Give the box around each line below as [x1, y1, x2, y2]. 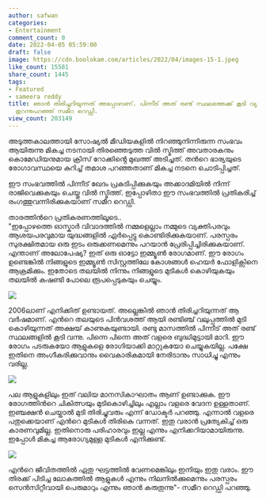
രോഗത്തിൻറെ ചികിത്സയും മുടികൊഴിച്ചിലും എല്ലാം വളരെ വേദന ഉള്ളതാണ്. [8, 398, 251, 408]
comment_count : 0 [8, 33, 66, 42]
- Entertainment [8, 26, 62, 34]
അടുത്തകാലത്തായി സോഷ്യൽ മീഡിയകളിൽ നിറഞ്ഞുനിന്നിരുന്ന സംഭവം [8, 136, 243, 146]
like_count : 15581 [8, 63, 69, 71]
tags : [8, 78, 26, 85]
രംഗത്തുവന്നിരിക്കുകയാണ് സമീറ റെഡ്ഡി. [8, 196, 136, 206]
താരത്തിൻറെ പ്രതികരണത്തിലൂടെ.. [8, 212, 122, 222]
